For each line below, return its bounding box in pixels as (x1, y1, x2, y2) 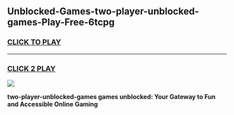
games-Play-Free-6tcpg (7, 17, 115, 29)
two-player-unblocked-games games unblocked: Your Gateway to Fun (7, 92, 216, 100)
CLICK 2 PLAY (7, 63, 56, 73)
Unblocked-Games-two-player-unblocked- (7, 6, 200, 17)
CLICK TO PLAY (7, 38, 61, 47)
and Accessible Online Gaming (7, 100, 98, 108)
